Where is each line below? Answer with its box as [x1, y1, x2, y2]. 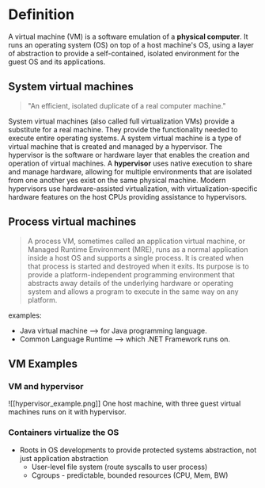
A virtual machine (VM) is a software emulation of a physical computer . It [8, 32, 248, 41]
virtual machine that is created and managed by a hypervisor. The [8, 141, 223, 151]
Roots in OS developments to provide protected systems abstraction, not [19, 445, 257, 455]
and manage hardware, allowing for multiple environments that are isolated [8, 166, 252, 176]
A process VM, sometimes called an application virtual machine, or [27, 236, 246, 246]
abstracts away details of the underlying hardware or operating [27, 278, 233, 288]
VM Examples [8, 356, 78, 370]
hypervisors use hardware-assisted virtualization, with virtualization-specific [8, 184, 258, 193]
